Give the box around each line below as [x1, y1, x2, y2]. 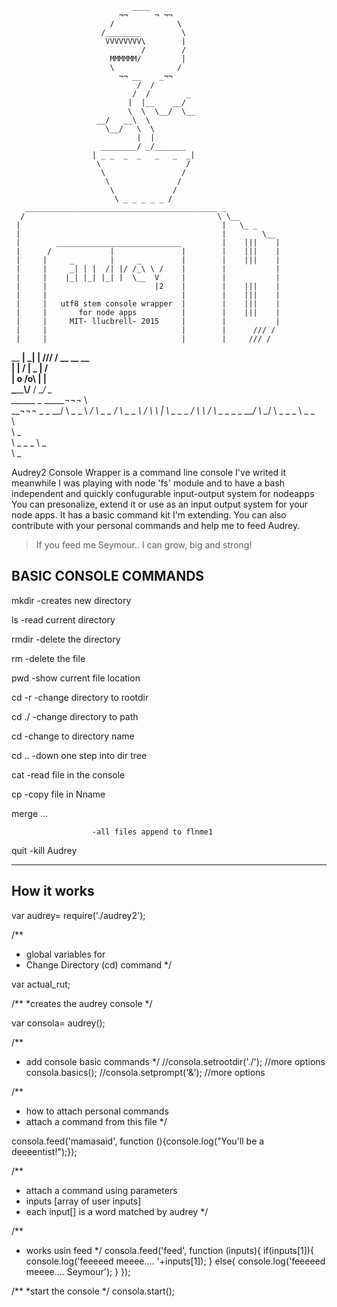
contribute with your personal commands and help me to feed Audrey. [11, 520, 301, 531]
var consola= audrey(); [11, 1017, 106, 1029]
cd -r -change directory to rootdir [11, 691, 149, 703]
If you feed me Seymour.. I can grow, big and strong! [35, 539, 253, 551]
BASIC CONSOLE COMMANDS [11, 568, 205, 585]
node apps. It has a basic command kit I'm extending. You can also [11, 509, 287, 521]
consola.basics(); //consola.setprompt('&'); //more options [25, 1066, 266, 1078]
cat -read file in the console [11, 768, 126, 781]
